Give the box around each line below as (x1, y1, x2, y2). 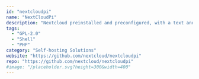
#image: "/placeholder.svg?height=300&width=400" (6, 64, 131, 70)
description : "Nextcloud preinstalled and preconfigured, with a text (6, 20, 184, 26)
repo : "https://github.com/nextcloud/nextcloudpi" (6, 58, 134, 64)
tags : (6, 25, 20, 31)
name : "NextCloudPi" (6, 14, 57, 20)
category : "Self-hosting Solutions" (6, 48, 97, 53)
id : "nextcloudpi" (6, 8, 52, 15)
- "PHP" (11, 42, 31, 48)
